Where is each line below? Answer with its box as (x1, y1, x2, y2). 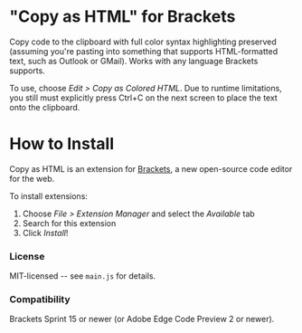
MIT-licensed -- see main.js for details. (9, 271, 156, 281)
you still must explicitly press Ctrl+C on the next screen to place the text (9, 92, 278, 103)
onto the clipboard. (9, 101, 80, 112)
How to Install (9, 134, 115, 155)
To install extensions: (9, 190, 89, 201)
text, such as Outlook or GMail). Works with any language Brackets (9, 55, 259, 66)
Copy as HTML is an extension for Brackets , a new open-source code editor (9, 163, 293, 174)
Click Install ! (22, 227, 69, 238)
